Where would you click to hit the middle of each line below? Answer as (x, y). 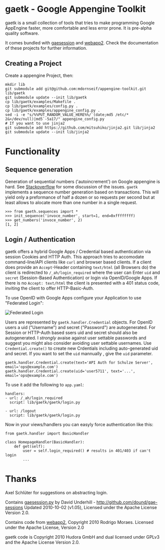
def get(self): (30, 446)
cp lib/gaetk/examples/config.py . (42, 106)
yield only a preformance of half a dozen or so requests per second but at (80, 197)
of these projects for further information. (46, 48)
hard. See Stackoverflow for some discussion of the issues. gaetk (71, 186)
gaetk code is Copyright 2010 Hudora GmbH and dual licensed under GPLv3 (82, 537)
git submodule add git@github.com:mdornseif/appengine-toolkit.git (76, 89)
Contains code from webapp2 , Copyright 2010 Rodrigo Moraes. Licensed (79, 522)
